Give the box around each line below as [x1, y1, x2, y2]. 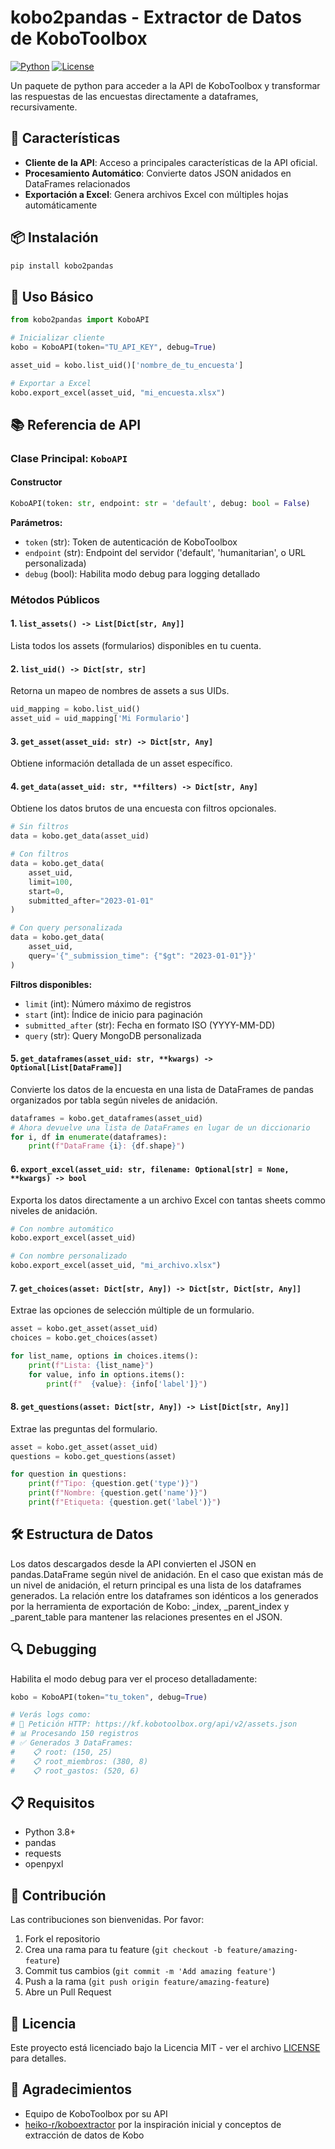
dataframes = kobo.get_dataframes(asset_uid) [10, 1113, 203, 1123]
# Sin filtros [10, 822, 70, 832]
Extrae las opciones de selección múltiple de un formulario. [10, 1304, 255, 1316]
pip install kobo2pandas [10, 261, 114, 271]
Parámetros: [10, 516, 63, 528]
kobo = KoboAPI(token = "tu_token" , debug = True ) [10, 1692, 208, 1702]
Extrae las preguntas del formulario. [10, 1422, 158, 1435]
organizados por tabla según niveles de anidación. [10, 1094, 218, 1106]
